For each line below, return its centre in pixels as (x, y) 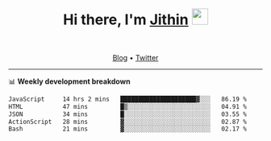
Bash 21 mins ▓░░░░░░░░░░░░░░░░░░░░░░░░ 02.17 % (128, 129)
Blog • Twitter (135, 57)
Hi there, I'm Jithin (126, 20)
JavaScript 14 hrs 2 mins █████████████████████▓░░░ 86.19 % (128, 99)
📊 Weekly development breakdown (69, 81)
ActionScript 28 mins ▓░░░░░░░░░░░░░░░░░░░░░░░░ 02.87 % (128, 122)
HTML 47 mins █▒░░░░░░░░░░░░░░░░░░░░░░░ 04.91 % (128, 106)
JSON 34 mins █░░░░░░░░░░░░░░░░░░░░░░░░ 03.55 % (128, 114)
